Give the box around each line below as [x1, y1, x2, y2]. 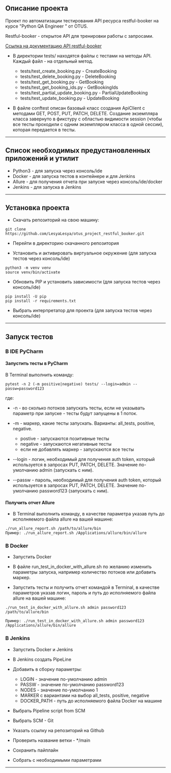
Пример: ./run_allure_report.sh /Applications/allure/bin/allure [5, 530, 147, 536]
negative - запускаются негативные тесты [20, 441, 112, 447]
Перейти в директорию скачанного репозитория [12, 240, 119, 246]
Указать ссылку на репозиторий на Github [12, 727, 104, 733]
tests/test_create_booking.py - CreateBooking [20, 68, 117, 74]
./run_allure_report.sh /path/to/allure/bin [5, 526, 101, 531]
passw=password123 [5, 386, 44, 391]
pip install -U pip [5, 294, 47, 299]
